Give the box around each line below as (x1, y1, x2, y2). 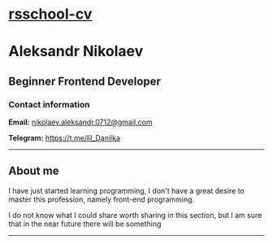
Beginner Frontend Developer (8, 74, 161, 88)
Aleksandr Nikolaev (8, 42, 144, 61)
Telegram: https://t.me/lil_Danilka (8, 133, 120, 143)
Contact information (8, 98, 91, 110)
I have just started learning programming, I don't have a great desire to (8, 185, 245, 195)
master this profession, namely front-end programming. (8, 194, 195, 204)
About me (8, 164, 59, 178)
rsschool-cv (8, 5, 93, 24)
